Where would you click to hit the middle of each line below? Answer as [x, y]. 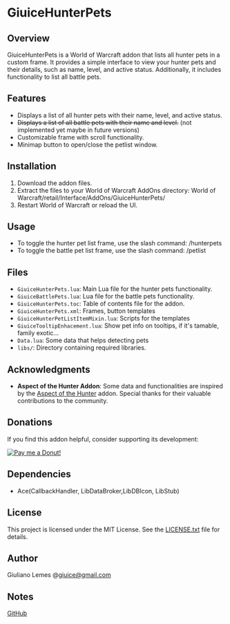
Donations [30, 423]
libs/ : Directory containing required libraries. [82, 348]
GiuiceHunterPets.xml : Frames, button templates [86, 311]
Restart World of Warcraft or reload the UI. [77, 205]
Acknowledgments [49, 369]
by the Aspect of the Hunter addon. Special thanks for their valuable [114, 394]
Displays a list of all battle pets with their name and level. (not [104, 122]
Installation [32, 166]
